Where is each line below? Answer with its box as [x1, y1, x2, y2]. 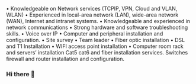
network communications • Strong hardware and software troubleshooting [6, 24, 188, 31]
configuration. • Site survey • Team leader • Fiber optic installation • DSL [6, 37, 185, 43]
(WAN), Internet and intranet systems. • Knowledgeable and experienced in [6, 18, 191, 24]
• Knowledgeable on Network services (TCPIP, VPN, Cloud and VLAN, [6, 5, 178, 12]
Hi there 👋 [6, 70, 36, 78]
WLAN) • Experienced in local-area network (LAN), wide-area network [6, 11, 179, 18]
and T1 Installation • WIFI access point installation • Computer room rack [6, 43, 184, 50]
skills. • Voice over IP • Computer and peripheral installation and [6, 30, 163, 37]
